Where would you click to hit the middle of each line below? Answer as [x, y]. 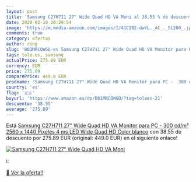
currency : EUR [23, 66]
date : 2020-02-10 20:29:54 [39, 22]
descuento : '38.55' [30, 104]
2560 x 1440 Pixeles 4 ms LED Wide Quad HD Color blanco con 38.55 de [94, 132]
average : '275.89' [28, 109]
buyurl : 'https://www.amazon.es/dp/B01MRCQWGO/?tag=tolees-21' [85, 98]
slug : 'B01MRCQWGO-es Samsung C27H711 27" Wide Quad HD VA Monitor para [96, 50]
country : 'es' [23, 87]
